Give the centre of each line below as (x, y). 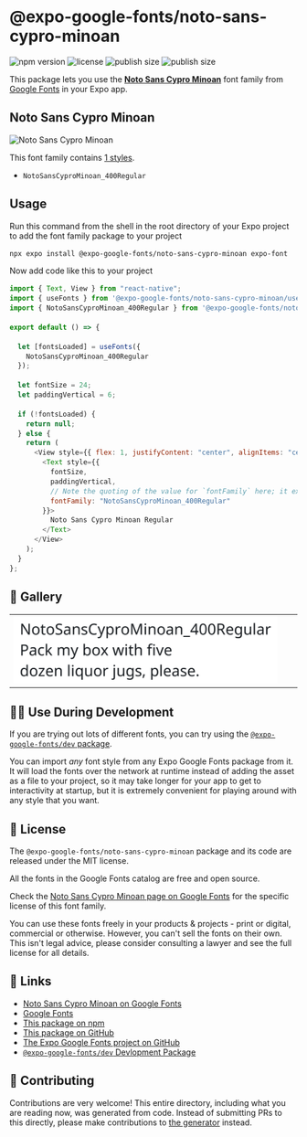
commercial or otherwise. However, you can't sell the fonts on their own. (146, 933)
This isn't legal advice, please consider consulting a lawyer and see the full (151, 942)
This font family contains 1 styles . (72, 157)
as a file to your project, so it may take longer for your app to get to (136, 781)
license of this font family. (58, 906)
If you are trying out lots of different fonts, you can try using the (129, 734)
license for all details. (49, 952)
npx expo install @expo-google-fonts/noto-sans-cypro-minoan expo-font (148, 253)
